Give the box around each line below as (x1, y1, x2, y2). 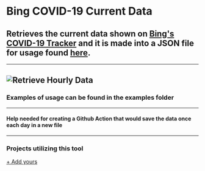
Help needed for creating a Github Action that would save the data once (6, 115, 192, 122)
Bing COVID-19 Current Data (6, 4, 153, 18)
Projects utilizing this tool (6, 144, 84, 153)
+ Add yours (6, 158, 38, 166)
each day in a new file (6, 122, 63, 129)
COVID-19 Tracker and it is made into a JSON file (6, 38, 194, 48)
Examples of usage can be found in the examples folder (6, 93, 174, 102)
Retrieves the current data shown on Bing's (6, 29, 174, 39)
